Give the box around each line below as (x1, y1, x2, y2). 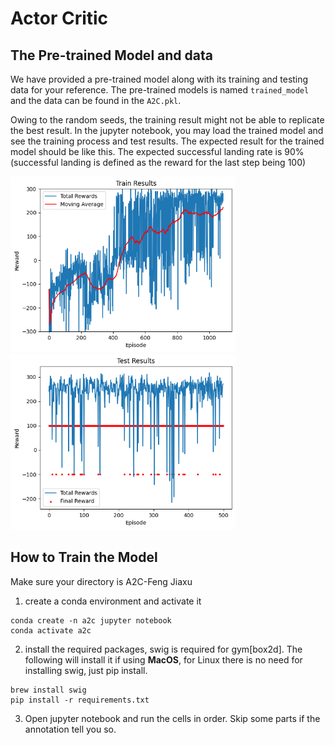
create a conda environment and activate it (24, 595, 202, 607)
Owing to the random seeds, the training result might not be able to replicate (10, 114, 325, 126)
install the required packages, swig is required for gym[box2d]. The (24, 643, 303, 655)
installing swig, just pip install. (24, 664, 148, 676)
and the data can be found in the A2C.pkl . (10, 95, 182, 106)
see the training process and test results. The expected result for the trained (10, 135, 325, 147)
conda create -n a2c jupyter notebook (10, 615, 172, 626)
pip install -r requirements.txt (10, 695, 150, 705)
